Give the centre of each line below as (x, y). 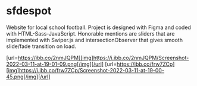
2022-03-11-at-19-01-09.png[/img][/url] (55, 64)
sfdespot (29, 11)
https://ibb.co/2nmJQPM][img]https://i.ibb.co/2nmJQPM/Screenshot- (103, 58)
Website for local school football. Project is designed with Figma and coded (99, 27)
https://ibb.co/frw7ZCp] (146, 64)
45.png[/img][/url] (28, 77)
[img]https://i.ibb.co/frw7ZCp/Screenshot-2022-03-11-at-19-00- (85, 70)
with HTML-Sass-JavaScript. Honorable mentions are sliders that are (90, 33)
